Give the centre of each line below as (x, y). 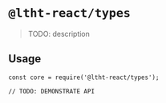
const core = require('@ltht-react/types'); (84, 77)
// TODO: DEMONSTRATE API (51, 91)
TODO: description (59, 34)
